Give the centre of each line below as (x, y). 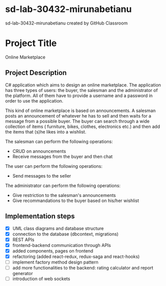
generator (23, 273)
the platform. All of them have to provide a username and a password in (79, 95)
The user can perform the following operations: (54, 166)
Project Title (31, 43)
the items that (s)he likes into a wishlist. (46, 131)
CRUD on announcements (39, 151)
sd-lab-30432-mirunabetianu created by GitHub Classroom (66, 23)
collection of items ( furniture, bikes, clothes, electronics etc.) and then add (82, 126)
